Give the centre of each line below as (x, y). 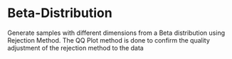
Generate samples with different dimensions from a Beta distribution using (116, 33)
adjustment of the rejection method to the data (75, 48)
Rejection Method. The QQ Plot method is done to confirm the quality (109, 40)
